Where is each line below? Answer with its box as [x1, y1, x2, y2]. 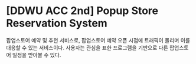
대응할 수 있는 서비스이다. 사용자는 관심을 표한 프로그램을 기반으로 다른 [6, 44, 168, 51]
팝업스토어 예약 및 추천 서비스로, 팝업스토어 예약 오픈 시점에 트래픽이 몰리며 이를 [6, 36, 191, 43]
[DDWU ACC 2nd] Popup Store [6, 4, 159, 18]
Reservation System [6, 16, 107, 30]
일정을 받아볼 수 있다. [12, 51, 61, 58]
